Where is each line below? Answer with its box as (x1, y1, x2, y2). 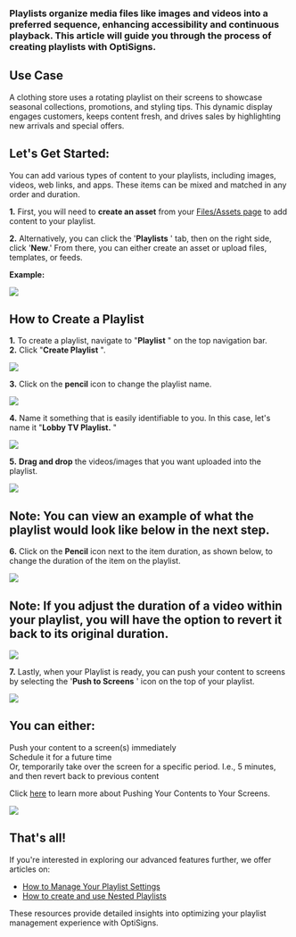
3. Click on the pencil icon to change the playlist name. (9, 378, 212, 390)
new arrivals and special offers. (9, 120, 125, 131)
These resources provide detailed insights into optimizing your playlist (9, 908, 267, 918)
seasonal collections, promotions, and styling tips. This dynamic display (9, 101, 274, 112)
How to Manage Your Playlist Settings (21, 881, 160, 891)
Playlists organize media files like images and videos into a (9, 7, 269, 20)
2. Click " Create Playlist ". (9, 344, 106, 355)
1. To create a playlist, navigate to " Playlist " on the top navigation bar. (9, 336, 267, 346)
